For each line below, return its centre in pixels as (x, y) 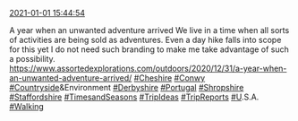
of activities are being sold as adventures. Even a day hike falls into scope (145, 40)
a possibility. (32, 59)
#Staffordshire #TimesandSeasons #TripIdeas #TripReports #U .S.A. (134, 97)
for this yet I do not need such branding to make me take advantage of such (149, 49)
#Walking (27, 106)
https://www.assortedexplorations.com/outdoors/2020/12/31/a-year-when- (148, 68)
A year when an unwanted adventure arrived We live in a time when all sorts (149, 30)
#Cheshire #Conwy (170, 78)
